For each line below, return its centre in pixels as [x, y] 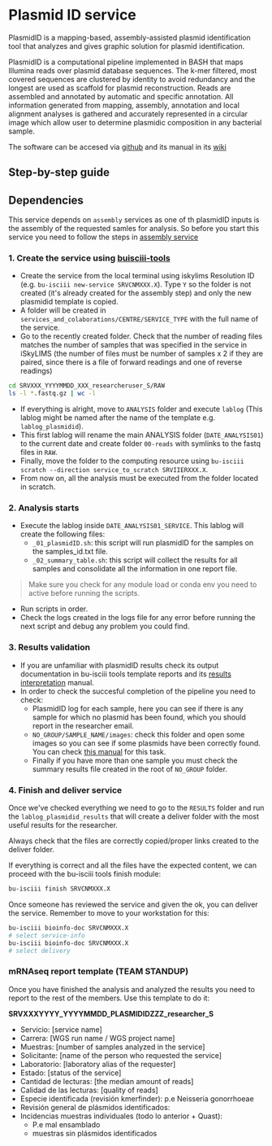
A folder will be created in [63, 310]
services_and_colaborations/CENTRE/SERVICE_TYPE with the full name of [139, 319]
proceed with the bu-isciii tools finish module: [84, 874]
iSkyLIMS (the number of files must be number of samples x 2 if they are [142, 354]
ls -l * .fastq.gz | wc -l [52, 394]
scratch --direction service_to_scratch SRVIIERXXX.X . [114, 470]
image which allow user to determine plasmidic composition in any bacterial [135, 122]
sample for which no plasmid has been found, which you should [139, 717]
